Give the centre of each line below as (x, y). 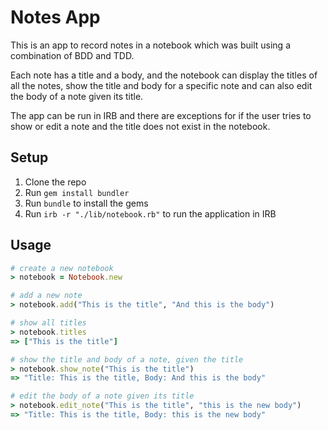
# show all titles (48, 323)
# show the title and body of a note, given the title (127, 359)
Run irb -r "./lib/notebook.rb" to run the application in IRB (150, 213)
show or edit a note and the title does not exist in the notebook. (140, 126)
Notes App (55, 17)
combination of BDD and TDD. (72, 55)
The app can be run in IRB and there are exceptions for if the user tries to (161, 115)
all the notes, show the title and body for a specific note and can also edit (161, 85)
